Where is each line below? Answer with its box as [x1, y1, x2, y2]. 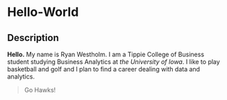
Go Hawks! [24, 86, 56, 94]
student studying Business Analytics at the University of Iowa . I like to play [7, 58, 220, 66]
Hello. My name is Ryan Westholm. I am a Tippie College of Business [7, 50, 205, 58]
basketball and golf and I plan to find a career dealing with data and [7, 65, 200, 73]
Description [7, 32, 59, 44]
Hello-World [7, 4, 79, 20]
